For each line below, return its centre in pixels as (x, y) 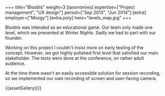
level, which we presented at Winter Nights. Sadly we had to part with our (81, 33)
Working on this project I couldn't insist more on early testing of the (74, 48)
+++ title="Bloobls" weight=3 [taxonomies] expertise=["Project (70, 7)
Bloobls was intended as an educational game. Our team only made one (79, 27)
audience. (15, 63)
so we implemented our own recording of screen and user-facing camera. (81, 78)
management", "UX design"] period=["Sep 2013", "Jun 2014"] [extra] (76, 12)
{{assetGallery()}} (23, 88)
